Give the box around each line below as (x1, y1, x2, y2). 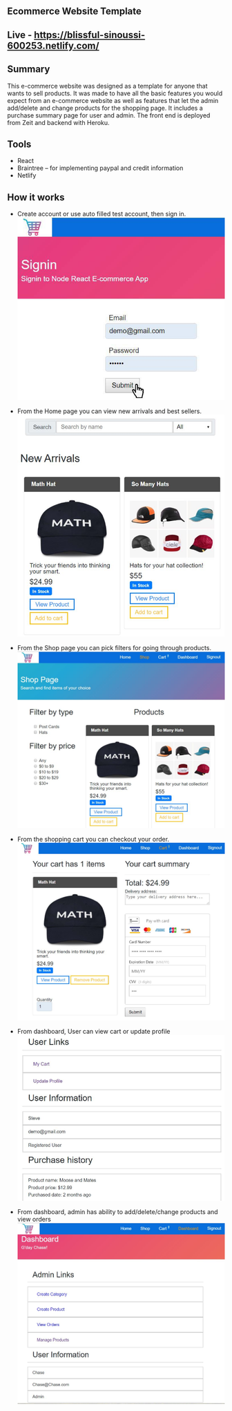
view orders (17, 1215, 52, 1223)
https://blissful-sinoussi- (34, 29, 146, 41)
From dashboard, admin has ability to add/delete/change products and (17, 1207, 219, 1215)
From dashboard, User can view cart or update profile (17, 1028, 171, 1036)
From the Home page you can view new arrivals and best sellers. (17, 407, 202, 415)
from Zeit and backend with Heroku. (7, 118, 110, 126)
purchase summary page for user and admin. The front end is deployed (7, 111, 211, 120)
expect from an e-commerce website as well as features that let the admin (7, 96, 219, 104)
